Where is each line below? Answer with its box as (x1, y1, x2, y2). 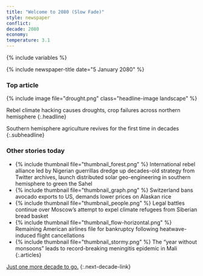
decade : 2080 (6, 26, 40, 32)
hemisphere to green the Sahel (15, 180, 92, 187)
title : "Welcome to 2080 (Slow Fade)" (6, 9, 105, 15)
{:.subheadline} (6, 132, 45, 139)
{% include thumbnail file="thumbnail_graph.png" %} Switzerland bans (15, 186, 193, 194)
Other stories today (6, 147, 65, 155)
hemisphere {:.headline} (6, 113, 67, 121)
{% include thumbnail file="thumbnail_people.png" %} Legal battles (15, 199, 185, 207)
